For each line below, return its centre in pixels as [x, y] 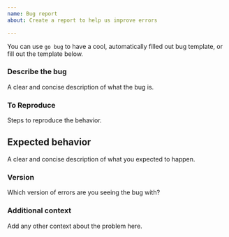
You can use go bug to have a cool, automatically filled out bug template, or [115, 46]
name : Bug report [32, 14]
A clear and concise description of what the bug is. [81, 87]
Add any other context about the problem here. [75, 226]
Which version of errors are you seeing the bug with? [84, 192]
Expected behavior [49, 142]
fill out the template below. [45, 54]
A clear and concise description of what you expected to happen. [101, 159]
